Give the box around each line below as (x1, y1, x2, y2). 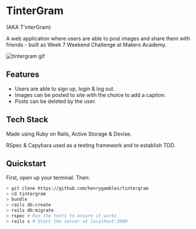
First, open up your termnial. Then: (6, 174, 90, 181)
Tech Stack (6, 114, 48, 124)
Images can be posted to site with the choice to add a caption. (14, 91, 166, 98)
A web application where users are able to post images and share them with (6, 35, 190, 42)
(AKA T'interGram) (6, 23, 51, 31)
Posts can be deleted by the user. (14, 97, 96, 105)
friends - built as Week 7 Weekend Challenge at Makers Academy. (6, 41, 167, 48)
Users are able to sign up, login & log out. (14, 85, 115, 92)
